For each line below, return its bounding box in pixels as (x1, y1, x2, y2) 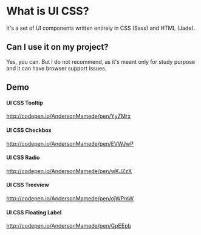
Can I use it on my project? (6, 42, 109, 52)
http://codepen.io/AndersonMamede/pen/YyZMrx (6, 112, 131, 120)
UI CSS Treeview (6, 181, 50, 189)
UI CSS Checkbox (6, 126, 52, 134)
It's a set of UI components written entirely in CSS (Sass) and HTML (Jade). (6, 24, 196, 32)
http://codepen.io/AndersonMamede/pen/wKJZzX (6, 167, 132, 174)
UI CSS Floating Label (6, 208, 62, 216)
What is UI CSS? (6, 4, 89, 18)
